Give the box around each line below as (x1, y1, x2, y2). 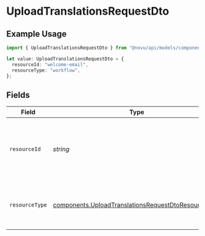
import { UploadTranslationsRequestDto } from (6, 45, 127, 51)
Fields (6, 90, 31, 100)
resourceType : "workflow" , (12, 67, 81, 73)
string (52, 145, 70, 153)
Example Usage (6, 29, 67, 39)
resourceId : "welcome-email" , (12, 61, 88, 68)
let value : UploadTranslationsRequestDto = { (6, 56, 124, 62)
